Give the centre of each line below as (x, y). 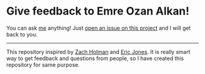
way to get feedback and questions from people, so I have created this (95, 58)
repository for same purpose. (43, 64)
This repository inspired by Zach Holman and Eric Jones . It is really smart (98, 52)
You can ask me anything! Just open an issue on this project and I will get (99, 28)
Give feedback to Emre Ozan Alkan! (98, 11)
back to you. (22, 34)
